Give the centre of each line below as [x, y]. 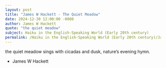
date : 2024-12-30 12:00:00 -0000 [40, 19]
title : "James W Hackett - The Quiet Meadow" [53, 14]
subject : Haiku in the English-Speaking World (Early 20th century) [77, 33]
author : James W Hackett [31, 24]
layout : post [19, 10]
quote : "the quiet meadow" [33, 28]
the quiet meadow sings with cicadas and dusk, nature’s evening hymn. [78, 51]
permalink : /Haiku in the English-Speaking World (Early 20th [70, 38]
